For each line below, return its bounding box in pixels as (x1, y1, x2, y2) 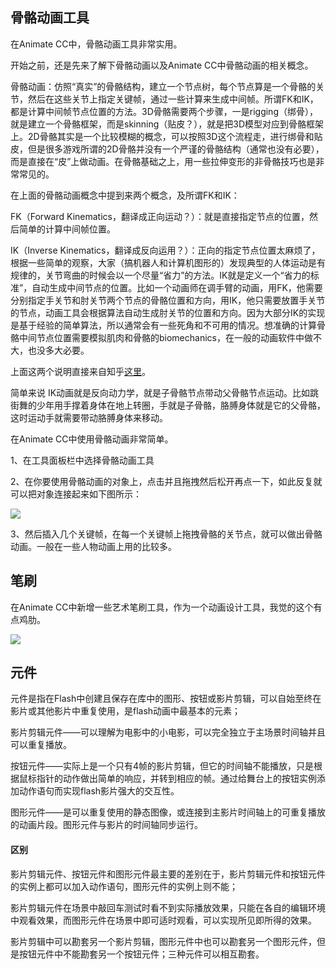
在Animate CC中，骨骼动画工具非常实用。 (10, 38, 183, 50)
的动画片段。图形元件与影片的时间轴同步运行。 (10, 819, 203, 831)
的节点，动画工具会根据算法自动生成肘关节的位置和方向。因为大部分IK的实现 (10, 306, 326, 318)
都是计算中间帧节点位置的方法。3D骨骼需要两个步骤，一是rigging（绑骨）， (10, 105, 318, 117)
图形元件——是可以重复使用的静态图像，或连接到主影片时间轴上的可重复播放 (10, 806, 326, 818)
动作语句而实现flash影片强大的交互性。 (18, 785, 180, 797)
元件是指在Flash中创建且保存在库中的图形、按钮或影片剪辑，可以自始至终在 (10, 693, 322, 705)
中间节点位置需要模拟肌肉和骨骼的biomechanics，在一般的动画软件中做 (18, 331, 313, 343)
